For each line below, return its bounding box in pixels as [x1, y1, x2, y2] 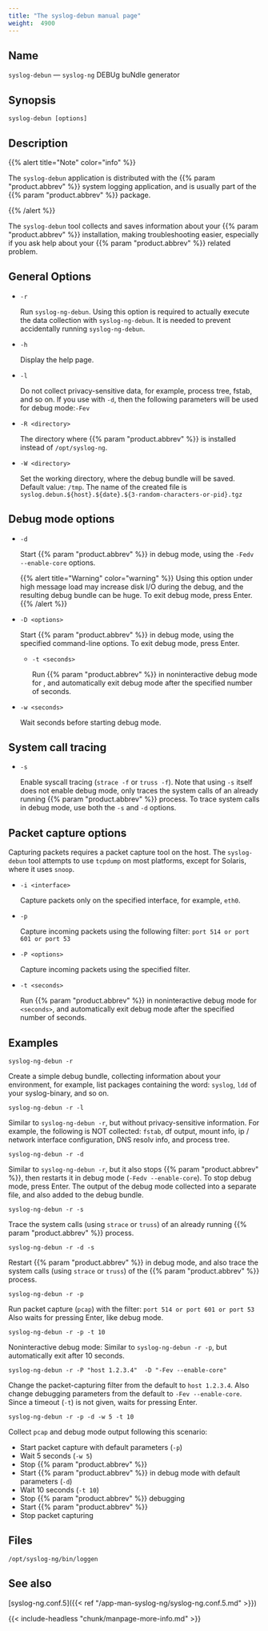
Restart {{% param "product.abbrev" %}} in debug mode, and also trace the [8, 1258, 258, 1267]
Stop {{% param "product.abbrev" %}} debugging [19, 1494, 186, 1503]
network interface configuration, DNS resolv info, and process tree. [8, 1135, 230, 1145]
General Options [8, 270, 92, 284]
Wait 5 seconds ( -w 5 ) [19, 1451, 93, 1460]
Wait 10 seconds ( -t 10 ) [19, 1485, 100, 1495]
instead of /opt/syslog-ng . [19, 442, 108, 452]
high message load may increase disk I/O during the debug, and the [19, 582, 244, 591]
